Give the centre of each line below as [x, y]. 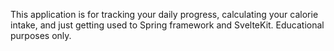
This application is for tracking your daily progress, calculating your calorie [164, 14]
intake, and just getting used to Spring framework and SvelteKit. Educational [167, 25]
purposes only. [41, 35]
